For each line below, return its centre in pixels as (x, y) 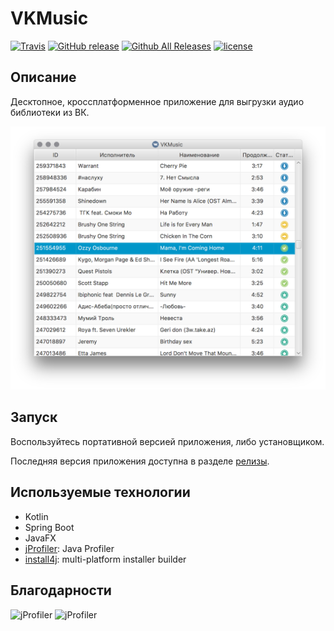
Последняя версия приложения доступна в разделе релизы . (140, 461)
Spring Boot (49, 527)
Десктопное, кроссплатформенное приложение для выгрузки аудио (157, 101)
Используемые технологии (100, 492)
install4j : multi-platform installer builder (105, 559)
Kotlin (36, 516)
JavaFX (40, 538)
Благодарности (61, 590)
